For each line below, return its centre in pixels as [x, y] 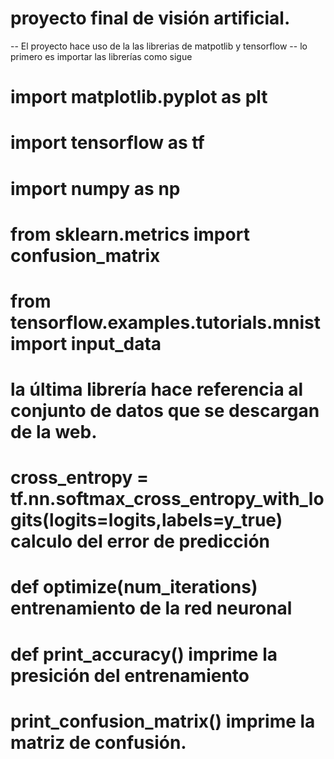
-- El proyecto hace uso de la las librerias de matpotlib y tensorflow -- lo [159, 46]
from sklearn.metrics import [130, 234]
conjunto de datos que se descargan [165, 411]
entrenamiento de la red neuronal [151, 608]
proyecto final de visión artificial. [150, 18]
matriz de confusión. [98, 742]
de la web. [54, 432]
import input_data [86, 343]
